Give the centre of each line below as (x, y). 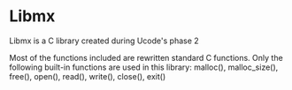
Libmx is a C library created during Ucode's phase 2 (104, 41)
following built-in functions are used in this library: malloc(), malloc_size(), (144, 67)
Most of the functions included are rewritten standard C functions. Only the (146, 57)
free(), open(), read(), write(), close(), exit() (88, 76)
